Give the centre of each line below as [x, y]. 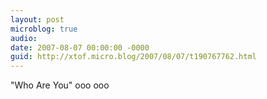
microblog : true [44, 29]
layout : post [37, 19]
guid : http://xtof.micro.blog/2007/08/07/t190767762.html [133, 57]
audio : [24, 38]
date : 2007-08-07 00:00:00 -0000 [80, 47]
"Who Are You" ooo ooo [60, 85]
